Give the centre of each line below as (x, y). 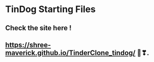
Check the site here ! (38, 28)
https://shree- (28, 45)
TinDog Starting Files (50, 9)
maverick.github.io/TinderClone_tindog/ (70, 53)
